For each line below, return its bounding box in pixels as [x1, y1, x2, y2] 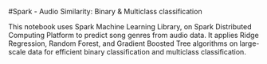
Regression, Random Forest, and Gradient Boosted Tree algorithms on [8, 39, 238, 48]
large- [239, 39, 260, 48]
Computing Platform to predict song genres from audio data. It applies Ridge [8, 31, 259, 40]
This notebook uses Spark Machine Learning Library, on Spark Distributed [8, 22, 252, 31]
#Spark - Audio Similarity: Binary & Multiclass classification [8, 7, 202, 16]
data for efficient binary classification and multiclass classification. [27, 47, 247, 56]
